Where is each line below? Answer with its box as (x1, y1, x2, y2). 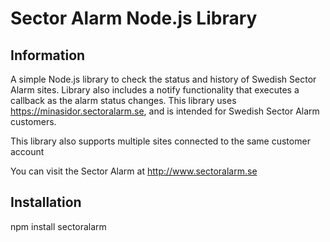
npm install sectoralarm (10, 220, 107, 232)
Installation (10, 194, 82, 211)
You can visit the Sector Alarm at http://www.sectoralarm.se (10, 165, 258, 177)
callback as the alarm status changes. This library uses (10, 95, 237, 106)
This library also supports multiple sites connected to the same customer (10, 135, 311, 147)
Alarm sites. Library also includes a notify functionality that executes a (10, 84, 300, 96)
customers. (10, 116, 57, 127)
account (10, 146, 45, 157)
